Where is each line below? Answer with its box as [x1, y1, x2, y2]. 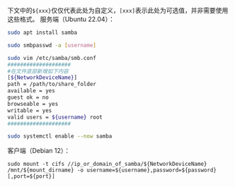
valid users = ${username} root [7, 114, 103, 121]
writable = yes [7, 107, 52, 114]
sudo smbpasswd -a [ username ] [7, 42, 97, 49]
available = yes [7, 88, 55, 95]
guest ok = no [7, 94, 50, 101]
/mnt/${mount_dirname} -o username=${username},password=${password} [7, 167, 217, 174]
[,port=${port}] [7, 173, 55, 180]
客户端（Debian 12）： [7, 147, 71, 155]
